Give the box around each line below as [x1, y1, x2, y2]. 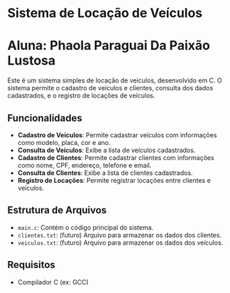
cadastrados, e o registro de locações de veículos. [7, 91, 155, 100]
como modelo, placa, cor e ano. [17, 138, 111, 146]
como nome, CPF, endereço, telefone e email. [17, 161, 152, 169]
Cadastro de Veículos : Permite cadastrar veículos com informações [17, 130, 217, 139]
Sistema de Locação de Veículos [7, 5, 203, 21]
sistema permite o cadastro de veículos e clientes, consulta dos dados [7, 84, 214, 92]
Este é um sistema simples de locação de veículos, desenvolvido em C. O [7, 76, 222, 85]
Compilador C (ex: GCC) [17, 277, 89, 286]
